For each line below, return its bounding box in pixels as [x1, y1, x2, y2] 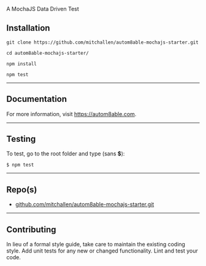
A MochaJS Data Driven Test [6, 6, 80, 12]
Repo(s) [6, 184, 37, 195]
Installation [6, 23, 50, 33]
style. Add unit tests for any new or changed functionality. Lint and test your [6, 247, 198, 254]
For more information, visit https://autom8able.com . [6, 110, 137, 117]
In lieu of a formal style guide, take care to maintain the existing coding [6, 241, 186, 248]
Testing [6, 134, 36, 144]
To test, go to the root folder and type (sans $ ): [6, 150, 125, 157]
